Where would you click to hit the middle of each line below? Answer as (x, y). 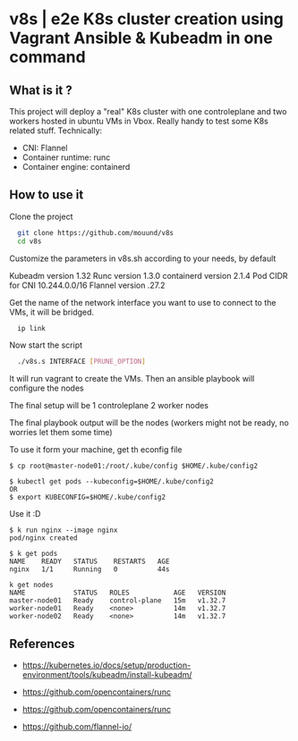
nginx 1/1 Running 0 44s (89, 569)
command (48, 57)
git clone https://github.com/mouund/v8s (96, 232)
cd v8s (30, 241)
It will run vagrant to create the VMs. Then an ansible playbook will (132, 379)
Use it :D (25, 514)
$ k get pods (34, 554)
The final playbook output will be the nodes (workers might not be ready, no (149, 423)
